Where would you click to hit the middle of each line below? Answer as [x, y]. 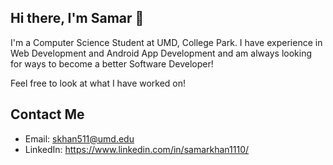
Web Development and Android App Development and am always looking [161, 53]
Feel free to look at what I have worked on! [98, 83]
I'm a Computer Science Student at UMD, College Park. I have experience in [166, 42]
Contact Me [47, 114]
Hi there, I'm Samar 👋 [77, 18]
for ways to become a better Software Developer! [112, 63]
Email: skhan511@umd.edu [79, 138]
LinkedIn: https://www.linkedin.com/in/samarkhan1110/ [137, 149]
